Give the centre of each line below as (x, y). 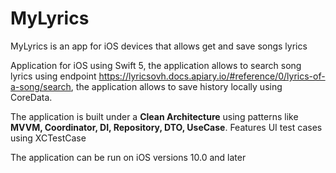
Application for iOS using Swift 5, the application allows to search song (156, 65)
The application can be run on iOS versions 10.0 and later (128, 157)
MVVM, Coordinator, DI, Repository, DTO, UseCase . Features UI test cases (166, 127)
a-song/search (41, 86)
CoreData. (31, 97)
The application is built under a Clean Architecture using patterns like (154, 116)
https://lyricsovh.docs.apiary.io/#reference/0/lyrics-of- (212, 76)
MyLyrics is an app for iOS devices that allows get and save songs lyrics (159, 46)
